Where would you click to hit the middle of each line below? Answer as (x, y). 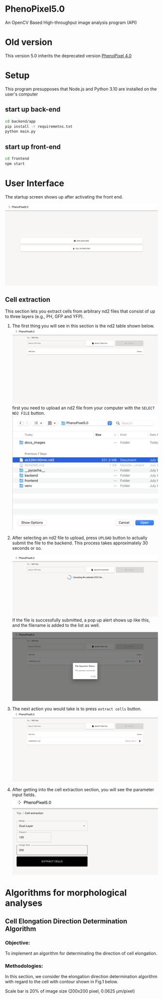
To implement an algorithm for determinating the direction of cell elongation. (81, 953)
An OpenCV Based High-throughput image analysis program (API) (71, 22)
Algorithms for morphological (66, 893)
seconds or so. (27, 548)
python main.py (20, 132)
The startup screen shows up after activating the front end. (64, 197)
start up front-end (33, 147)
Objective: (17, 942)
